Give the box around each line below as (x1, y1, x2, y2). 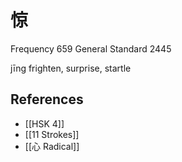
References (10, 91, 84, 108)
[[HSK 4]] (24, 117, 65, 130)
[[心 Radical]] (24, 140, 80, 152)
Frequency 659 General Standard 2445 (10, 42, 172, 55)
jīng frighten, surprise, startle (10, 62, 132, 74)
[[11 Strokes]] (24, 128, 80, 140)
